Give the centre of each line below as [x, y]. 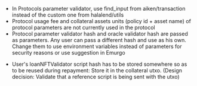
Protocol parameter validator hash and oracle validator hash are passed [100, 34]
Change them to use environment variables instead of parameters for [97, 46]
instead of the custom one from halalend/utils [68, 15]
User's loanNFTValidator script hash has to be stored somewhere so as [99, 64]
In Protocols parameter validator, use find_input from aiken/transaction [98, 9]
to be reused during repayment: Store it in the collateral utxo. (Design [97, 70]
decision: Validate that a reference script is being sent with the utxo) [96, 77]
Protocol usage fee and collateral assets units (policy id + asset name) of [101, 21]
